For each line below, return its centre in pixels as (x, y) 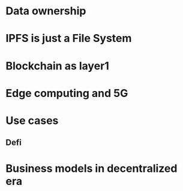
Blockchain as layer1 (57, 66)
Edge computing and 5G (67, 93)
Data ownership (46, 11)
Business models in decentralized (91, 168)
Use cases (32, 120)
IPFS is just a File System (69, 39)
